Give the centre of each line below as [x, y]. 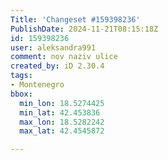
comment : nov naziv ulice [64, 57]
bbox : [21, 94]
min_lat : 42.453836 [60, 112]
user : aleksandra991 [53, 47]
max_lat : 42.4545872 [62, 131]
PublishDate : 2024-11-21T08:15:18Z [84, 29]
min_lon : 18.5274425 [62, 103]
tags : [21, 76]
